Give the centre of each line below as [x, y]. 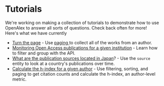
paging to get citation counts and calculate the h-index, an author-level [84, 74]
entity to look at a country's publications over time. [63, 63]
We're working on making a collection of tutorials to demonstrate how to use [82, 23]
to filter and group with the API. [44, 53]
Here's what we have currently [36, 33]
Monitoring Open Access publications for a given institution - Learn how [85, 48]
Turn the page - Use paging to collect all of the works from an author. [82, 42]
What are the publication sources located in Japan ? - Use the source [81, 58]
